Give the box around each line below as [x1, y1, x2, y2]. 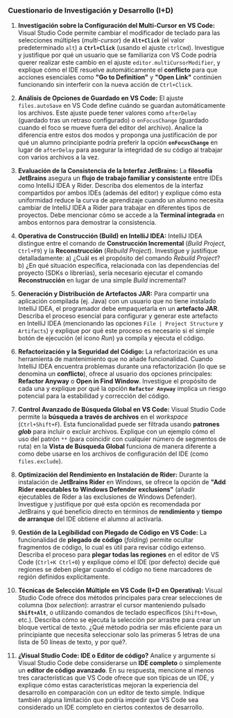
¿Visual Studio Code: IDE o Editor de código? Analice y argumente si [17, 651, 216, 660]
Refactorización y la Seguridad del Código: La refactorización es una [17, 347, 218, 356]
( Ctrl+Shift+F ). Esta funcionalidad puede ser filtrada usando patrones [17, 420, 220, 429]
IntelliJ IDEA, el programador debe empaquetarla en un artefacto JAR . [17, 305, 220, 313]
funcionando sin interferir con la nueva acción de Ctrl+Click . [17, 81, 193, 89]
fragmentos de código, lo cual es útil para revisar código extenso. [17, 543, 206, 552]
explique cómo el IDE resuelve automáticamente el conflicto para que [17, 65, 218, 74]
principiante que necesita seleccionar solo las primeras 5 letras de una [17, 630, 221, 639]
